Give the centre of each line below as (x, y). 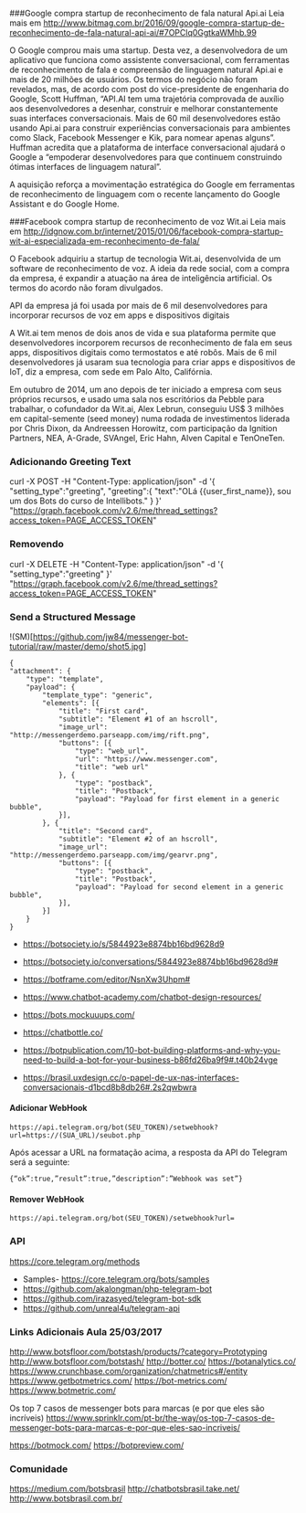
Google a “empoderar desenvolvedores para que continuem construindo (146, 157)
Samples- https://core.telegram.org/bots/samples (116, 1279)
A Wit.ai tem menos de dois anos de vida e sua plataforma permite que (143, 333)
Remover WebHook (47, 1199)
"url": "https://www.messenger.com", (147, 759)
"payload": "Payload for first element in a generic (177, 799)
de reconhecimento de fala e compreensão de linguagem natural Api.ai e (146, 69)
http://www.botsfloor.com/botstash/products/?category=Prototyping (138, 1351)
